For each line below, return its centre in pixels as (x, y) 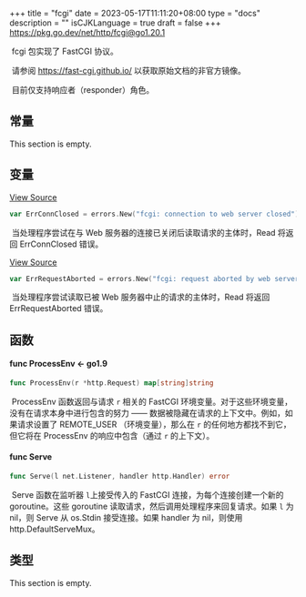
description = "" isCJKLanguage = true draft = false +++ (115, 23)
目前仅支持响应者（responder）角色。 (83, 90)
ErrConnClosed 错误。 (61, 244)
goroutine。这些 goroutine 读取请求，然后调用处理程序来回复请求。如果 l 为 (152, 506)
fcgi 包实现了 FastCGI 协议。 (65, 51)
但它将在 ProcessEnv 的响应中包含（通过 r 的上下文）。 (112, 435)
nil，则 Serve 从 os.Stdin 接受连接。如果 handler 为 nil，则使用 (126, 517)
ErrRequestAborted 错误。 (59, 309)
